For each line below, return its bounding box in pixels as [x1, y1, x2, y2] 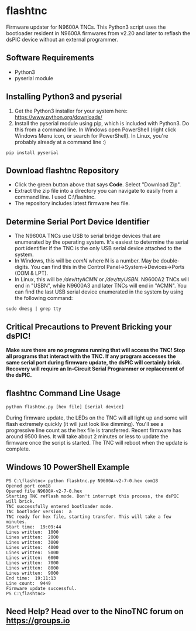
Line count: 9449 [6, 580, 51, 586]
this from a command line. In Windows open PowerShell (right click [14, 126, 177, 133]
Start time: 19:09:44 [6, 524, 61, 530]
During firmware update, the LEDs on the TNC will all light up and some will [6, 414, 187, 421]
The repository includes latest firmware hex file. [14, 200, 130, 207]
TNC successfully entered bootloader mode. [6, 503, 114, 509]
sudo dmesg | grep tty [6, 306, 61, 312]
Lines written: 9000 [6, 570, 59, 576]
